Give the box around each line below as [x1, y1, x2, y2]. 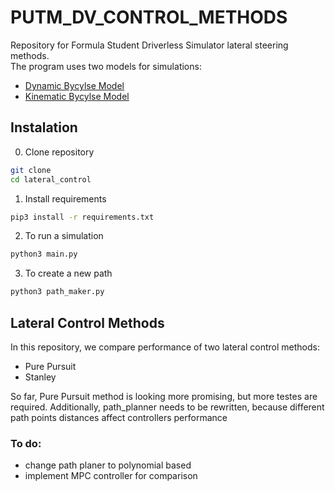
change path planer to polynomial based [24, 459, 192, 471]
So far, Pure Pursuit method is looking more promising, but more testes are [10, 390, 318, 402]
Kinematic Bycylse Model [24, 90, 130, 102]
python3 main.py [10, 249, 78, 260]
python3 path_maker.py [10, 287, 105, 297]
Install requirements [24, 192, 107, 205]
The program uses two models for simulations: [10, 60, 202, 72]
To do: [10, 436, 42, 450]
